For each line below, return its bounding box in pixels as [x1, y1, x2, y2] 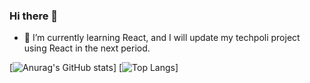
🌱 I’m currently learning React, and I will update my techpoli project [23, 32, 301, 44]
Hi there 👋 [9, 9, 59, 23]
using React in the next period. [23, 42, 151, 54]
